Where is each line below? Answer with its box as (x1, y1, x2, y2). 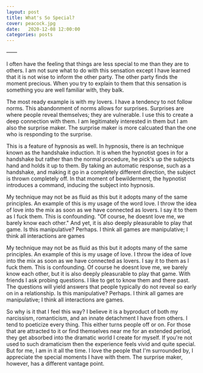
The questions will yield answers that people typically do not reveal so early (6, 283, 197, 290)
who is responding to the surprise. (6, 131, 93, 138)
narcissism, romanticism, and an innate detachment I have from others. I (6, 314, 188, 322)
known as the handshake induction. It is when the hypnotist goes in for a (6, 149, 188, 157)
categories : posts (6, 32, 53, 38)
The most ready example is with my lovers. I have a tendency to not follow (6, 98, 193, 106)
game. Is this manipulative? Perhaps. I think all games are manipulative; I (6, 226, 188, 233)
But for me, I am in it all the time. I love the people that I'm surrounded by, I (6, 347, 194, 355)
